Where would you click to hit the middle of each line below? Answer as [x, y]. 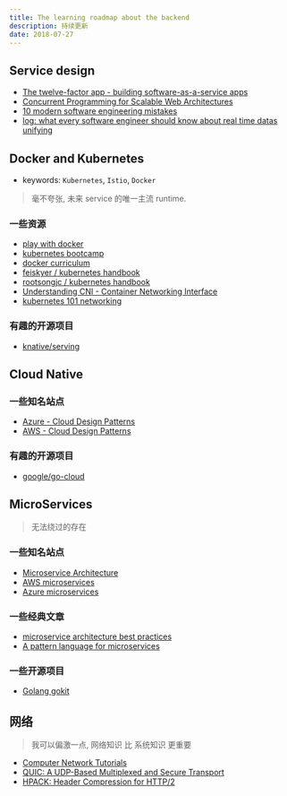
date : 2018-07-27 [42, 34]
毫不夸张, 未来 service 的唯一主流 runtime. [109, 199]
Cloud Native [46, 374]
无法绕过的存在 [59, 527]
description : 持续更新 [49, 26]
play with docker [53, 244]
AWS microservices [59, 582]
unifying [38, 130]
